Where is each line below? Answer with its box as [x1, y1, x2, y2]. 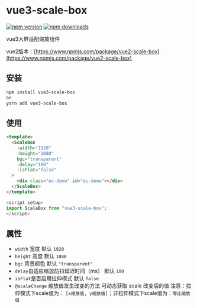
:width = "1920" [17, 145, 51, 151]
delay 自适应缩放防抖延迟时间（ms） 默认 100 [14, 267, 124, 275]
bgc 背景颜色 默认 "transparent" [14, 260, 93, 267]
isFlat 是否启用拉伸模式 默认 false [14, 275, 99, 282]
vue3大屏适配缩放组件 [6, 35, 60, 42]
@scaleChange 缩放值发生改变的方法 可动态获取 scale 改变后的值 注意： [14, 282, 186, 290]
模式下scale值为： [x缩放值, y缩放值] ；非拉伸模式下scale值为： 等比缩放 [20, 290, 190, 297]
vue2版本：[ [6, 48, 36, 55]
